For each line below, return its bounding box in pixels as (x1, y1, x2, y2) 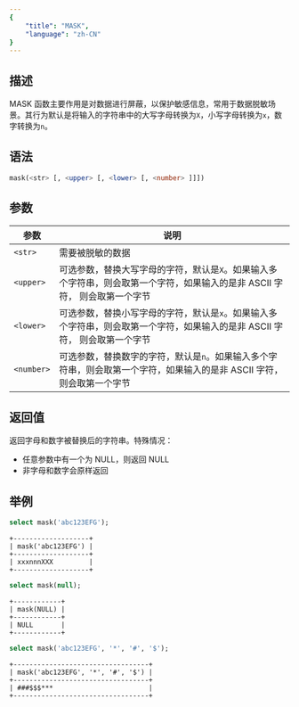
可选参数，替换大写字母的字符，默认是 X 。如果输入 (59, 263, 269, 275)
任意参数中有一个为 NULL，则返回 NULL (21, 454, 170, 464)
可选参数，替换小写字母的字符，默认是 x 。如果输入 (59, 307, 269, 319)
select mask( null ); (9, 581, 82, 590)
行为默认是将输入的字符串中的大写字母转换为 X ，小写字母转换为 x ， (32, 110, 275, 120)
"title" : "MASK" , (25, 21, 90, 30)
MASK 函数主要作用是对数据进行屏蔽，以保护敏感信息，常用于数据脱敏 (9, 99, 269, 110)
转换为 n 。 (16, 121, 53, 132)
